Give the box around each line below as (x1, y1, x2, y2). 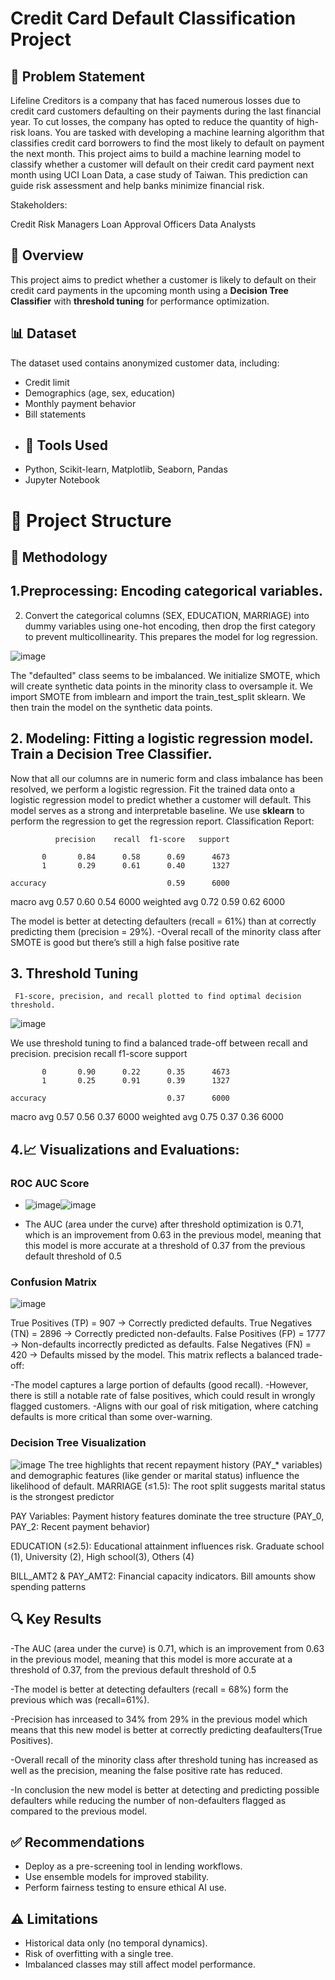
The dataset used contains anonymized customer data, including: (10, 357, 280, 369)
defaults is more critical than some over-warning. (10, 1411, 213, 1423)
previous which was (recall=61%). (10, 1693, 150, 1706)
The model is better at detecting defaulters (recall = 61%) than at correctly (10, 915, 317, 927)
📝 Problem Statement (10, 68, 146, 85)
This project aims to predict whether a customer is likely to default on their (10, 273, 317, 286)
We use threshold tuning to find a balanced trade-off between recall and (10, 1037, 308, 1049)
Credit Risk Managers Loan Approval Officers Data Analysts (10, 218, 257, 230)
